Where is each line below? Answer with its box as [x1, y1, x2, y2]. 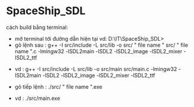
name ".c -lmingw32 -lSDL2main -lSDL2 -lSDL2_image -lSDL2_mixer [14, 47, 183, 54]
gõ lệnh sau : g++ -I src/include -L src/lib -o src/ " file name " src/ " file [14, 41, 188, 48]
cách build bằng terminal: [6, 24, 69, 31]
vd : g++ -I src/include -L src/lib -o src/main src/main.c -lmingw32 [14, 65, 177, 72]
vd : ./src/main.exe [14, 95, 60, 102]
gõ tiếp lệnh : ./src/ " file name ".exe [14, 83, 102, 90]
